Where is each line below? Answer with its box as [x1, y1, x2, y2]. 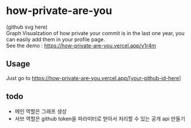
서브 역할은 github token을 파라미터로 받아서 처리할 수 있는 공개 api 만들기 [14, 115, 186, 122]
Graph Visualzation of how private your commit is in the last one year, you [6, 29, 185, 36]
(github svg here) [6, 23, 48, 30]
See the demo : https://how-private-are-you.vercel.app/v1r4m [6, 42, 156, 49]
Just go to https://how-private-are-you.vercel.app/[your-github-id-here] [6, 74, 181, 81]
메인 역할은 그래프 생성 [14, 108, 67, 115]
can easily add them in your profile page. [6, 36, 106, 43]
